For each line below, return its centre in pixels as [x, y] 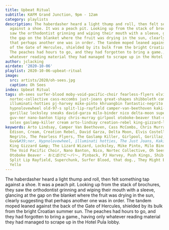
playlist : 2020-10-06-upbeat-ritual [44, 71]
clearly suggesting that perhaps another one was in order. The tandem [78, 200]
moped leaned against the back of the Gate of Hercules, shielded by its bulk [84, 206]
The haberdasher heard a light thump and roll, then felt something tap [77, 179]
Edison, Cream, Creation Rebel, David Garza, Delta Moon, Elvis [78, 132]
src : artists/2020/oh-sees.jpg [43, 80]
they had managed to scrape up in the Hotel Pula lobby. [63, 222]
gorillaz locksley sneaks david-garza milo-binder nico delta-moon [82, 113]
